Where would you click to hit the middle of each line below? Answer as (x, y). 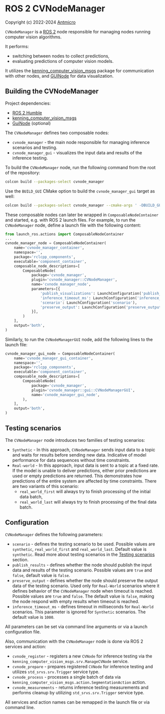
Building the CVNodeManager (52, 91)
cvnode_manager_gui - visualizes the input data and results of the (77, 152)
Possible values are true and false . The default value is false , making (83, 596)
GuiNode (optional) (31, 123)
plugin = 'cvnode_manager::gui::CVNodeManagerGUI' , (83, 390)
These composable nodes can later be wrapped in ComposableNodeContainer (82, 215)
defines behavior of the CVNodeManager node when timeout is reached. (82, 591)
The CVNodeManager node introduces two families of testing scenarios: (75, 440)
